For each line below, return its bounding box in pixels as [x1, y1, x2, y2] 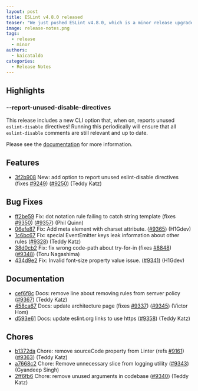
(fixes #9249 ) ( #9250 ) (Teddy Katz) [14, 180, 102, 187]
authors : [6, 47, 28, 53]
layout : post [6, 8, 38, 15]
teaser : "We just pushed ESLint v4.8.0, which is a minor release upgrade [6, 20, 194, 25]
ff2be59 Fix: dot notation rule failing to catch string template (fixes [14, 212, 176, 219]
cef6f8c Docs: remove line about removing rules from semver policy [14, 289, 181, 296]
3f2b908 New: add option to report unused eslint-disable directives [14, 173, 179, 180]
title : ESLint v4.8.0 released [6, 14, 83, 20]
